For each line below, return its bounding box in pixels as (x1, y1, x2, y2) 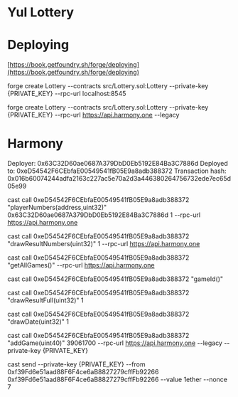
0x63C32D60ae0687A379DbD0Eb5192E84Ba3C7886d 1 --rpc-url (7, 211, 201, 219)
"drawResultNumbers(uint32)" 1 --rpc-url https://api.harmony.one (7, 240, 200, 248)
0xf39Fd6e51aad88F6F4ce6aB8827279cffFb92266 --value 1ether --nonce (7, 375, 227, 384)
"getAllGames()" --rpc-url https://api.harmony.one (7, 261, 155, 270)
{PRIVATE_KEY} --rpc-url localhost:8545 (7, 90, 126, 98)
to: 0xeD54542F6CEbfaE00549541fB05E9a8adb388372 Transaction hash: (7, 166, 227, 175)
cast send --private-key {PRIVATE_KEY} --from (7, 360, 146, 369)
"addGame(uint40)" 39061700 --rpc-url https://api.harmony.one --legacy (7, 339, 222, 347)
